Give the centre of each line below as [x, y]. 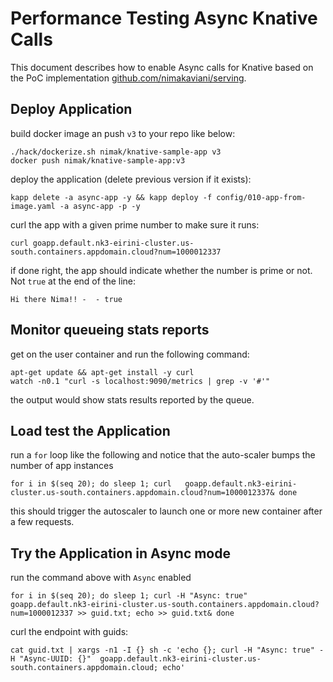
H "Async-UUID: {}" [51, 659]
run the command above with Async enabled [101, 578]
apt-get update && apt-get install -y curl [102, 372]
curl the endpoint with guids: [69, 632]
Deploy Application [71, 109]
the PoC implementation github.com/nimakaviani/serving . [128, 78]
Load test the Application [90, 430]
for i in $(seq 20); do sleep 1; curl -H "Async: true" [129, 596]
